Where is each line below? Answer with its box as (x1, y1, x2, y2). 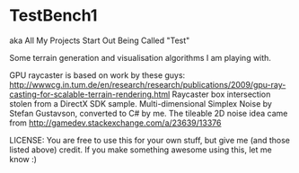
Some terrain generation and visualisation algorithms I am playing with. (9, 52, 272, 63)
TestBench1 (9, 5, 98, 26)
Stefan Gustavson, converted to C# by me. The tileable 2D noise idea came (9, 108, 288, 118)
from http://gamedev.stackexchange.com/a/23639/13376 (9, 117, 222, 128)
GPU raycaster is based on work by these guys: (9, 69, 186, 81)
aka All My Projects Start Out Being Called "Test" (9, 35, 190, 46)
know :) (9, 153, 38, 164)
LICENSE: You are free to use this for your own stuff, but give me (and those (9, 134, 290, 145)
